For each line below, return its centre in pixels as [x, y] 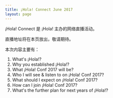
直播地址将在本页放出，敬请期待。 [39, 39]
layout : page [18, 14]
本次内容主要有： [22, 49]
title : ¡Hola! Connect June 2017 [39, 10]
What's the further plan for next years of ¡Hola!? [60, 90]
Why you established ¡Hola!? [41, 64]
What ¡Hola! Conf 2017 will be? [43, 69]
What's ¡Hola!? [27, 59]
